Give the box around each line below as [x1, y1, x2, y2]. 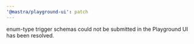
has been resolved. [6, 31, 55, 39]
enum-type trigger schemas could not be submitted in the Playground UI [6, 25, 189, 33]
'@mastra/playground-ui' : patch [6, 8, 88, 15]
